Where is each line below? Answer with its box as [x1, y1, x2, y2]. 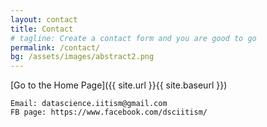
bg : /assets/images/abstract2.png [10, 52, 155, 62]
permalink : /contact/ [10, 42, 101, 53]
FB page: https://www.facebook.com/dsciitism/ [10, 107, 208, 118]
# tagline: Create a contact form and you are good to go [10, 33, 257, 43]
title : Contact [10, 24, 74, 34]
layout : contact [10, 14, 78, 25]
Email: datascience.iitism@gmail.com [10, 99, 168, 109]
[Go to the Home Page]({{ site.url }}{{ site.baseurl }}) [10, 79, 228, 91]
